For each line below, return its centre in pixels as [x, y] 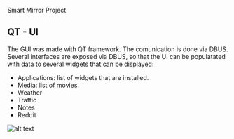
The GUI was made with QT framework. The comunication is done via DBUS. [118, 49]
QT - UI [23, 32]
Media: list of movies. [48, 85]
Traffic [27, 100]
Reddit [27, 114]
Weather [30, 92]
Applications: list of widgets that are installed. [83, 77]
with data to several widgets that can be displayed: [81, 64]
